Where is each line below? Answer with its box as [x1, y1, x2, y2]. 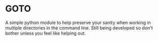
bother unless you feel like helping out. [5, 30, 86, 36]
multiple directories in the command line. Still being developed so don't [5, 24, 153, 30]
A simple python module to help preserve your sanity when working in [5, 19, 151, 25]
